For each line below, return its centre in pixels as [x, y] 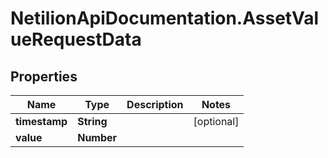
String [92, 121]
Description [155, 104]
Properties [44, 76]
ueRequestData [76, 39]
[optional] [216, 121]
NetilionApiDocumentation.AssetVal [165, 18]
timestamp [41, 121]
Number [97, 137]
